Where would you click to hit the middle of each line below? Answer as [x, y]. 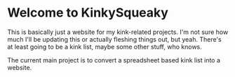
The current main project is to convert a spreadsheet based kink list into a [114, 60]
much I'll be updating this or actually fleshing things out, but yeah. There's [115, 39]
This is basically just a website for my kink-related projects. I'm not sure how [118, 32]
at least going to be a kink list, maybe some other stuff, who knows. [105, 46]
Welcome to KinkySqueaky [88, 13]
